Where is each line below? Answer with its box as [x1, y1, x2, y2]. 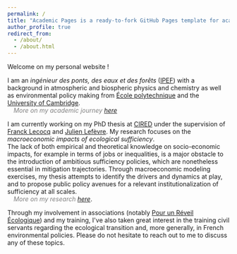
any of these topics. [7, 238, 65, 247]
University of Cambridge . [7, 99, 81, 107]
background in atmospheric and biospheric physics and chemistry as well [7, 84, 221, 92]
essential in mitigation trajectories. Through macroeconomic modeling [7, 165, 211, 173]
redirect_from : [7, 30, 52, 37]
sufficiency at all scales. [7, 188, 78, 195]
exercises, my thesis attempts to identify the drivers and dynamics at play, [7, 172, 223, 181]
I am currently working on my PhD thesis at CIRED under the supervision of [7, 120, 226, 128]
